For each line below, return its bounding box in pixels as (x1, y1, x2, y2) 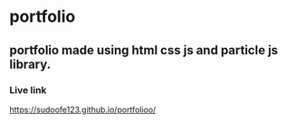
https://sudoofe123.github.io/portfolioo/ (9, 104, 157, 115)
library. (9, 56, 52, 72)
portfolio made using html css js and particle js (9, 43, 279, 58)
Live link (9, 83, 47, 96)
